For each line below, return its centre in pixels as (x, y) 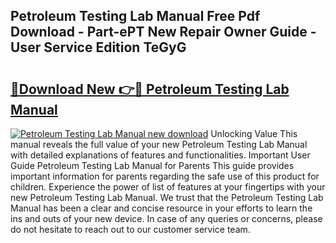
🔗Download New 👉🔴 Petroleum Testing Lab (150, 89)
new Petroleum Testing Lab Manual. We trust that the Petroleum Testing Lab (167, 197)
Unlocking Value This (254, 133)
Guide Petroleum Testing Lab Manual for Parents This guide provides (152, 165)
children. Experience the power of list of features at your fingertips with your (168, 187)
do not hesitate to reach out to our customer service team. (130, 229)
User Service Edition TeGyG (98, 47)
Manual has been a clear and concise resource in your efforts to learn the (161, 208)
